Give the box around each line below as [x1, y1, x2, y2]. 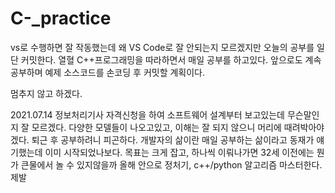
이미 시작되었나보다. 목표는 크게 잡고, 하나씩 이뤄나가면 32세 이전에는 [44, 146, 315, 158]
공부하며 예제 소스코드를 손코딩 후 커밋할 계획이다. [10, 66, 206, 78]
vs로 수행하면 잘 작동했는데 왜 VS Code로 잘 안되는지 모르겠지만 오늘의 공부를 [10, 41, 315, 53]
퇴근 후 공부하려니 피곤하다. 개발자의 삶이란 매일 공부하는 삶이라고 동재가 [31, 133, 315, 146]
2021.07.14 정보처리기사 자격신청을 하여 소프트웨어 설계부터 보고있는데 [10, 108, 285, 121]
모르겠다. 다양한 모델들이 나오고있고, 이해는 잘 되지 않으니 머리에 [31, 121, 282, 133]
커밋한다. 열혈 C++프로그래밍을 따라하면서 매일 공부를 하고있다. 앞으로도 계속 [20, 53, 322, 66]
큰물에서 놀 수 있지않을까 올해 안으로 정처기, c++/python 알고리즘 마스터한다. [20, 158, 323, 171]
